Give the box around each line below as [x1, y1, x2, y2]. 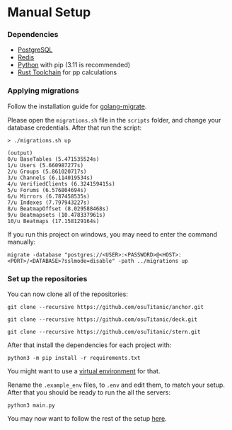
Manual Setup [7, 4, 91, 21]
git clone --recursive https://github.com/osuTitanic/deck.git [7, 316, 198, 323]
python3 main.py [7, 402, 55, 409]
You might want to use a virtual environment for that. [7, 367, 161, 375]
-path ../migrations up [117, 257, 189, 264]
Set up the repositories [7, 273, 88, 283]
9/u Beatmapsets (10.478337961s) [7, 211, 106, 218]
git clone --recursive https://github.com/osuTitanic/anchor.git [7, 304, 204, 311]
